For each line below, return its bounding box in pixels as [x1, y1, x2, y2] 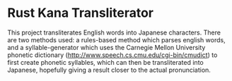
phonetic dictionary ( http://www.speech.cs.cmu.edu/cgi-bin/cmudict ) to [7, 51, 218, 59]
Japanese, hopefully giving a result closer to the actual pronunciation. [7, 66, 211, 74]
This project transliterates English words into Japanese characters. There [7, 28, 221, 37]
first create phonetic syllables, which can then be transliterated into [7, 58, 204, 66]
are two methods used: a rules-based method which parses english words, [7, 35, 226, 44]
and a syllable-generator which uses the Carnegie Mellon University [7, 43, 206, 51]
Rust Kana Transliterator [7, 5, 154, 21]
